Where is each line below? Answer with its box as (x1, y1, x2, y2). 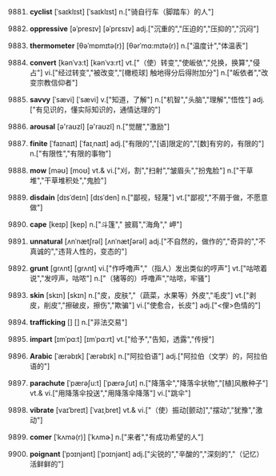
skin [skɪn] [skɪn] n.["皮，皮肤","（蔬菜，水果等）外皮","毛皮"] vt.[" (29, 291, 250, 299)
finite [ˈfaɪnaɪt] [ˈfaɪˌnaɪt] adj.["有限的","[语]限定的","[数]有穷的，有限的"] (29, 139, 265, 148)
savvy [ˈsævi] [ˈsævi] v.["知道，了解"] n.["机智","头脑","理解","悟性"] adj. (29, 95, 266, 104)
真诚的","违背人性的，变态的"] (29, 247, 128, 256)
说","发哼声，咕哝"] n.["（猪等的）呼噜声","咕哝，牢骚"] (29, 274, 211, 283)
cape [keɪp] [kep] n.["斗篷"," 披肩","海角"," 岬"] (29, 220, 183, 229)
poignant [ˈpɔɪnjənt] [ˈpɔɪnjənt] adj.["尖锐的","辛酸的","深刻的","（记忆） (29, 450, 264, 458)
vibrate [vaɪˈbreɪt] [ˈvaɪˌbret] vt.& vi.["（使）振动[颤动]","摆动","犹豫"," (29, 406, 256, 415)
